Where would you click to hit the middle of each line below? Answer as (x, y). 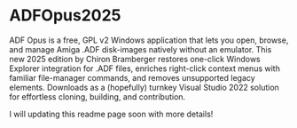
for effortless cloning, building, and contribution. (98, 96)
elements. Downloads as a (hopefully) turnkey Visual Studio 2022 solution (144, 87)
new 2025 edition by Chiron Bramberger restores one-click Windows (135, 59)
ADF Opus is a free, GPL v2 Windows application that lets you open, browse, (149, 40)
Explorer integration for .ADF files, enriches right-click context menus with (145, 68)
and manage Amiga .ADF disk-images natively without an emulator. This (141, 49)
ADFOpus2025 (65, 16)
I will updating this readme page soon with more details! (111, 114)
